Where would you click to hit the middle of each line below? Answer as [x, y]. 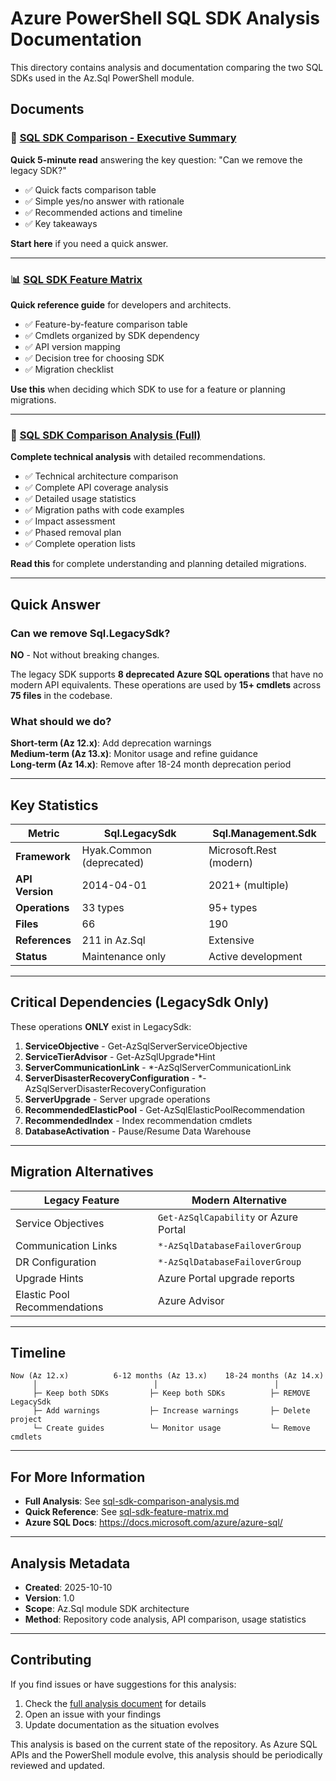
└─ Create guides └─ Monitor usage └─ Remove [171, 1428]
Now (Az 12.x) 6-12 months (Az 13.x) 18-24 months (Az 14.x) [167, 1376]
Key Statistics [54, 805]
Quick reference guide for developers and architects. [121, 304]
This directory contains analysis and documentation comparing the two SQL [167, 67]
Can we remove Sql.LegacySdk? [90, 633]
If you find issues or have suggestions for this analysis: [123, 1684]
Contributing [51, 1660]
